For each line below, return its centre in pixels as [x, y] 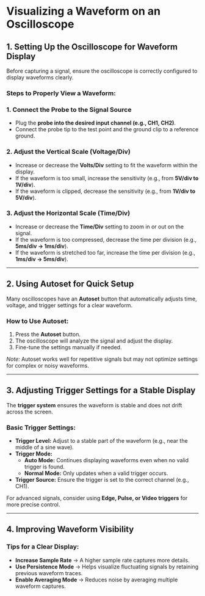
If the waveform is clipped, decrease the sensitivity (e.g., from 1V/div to [105, 191]
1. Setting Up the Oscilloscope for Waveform [92, 47]
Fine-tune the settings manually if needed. [68, 347]
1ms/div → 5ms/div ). [41, 259]
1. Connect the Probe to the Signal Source [69, 109]
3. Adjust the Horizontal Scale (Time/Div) [68, 213]
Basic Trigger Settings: [41, 427]
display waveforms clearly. [40, 77]
